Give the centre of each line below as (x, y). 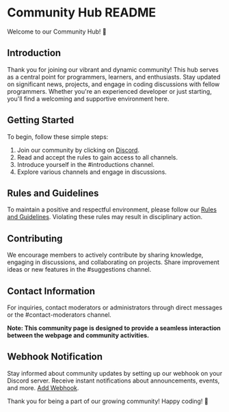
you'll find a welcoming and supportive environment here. (88, 99)
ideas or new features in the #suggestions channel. (79, 270)
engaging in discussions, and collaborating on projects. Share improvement (113, 262)
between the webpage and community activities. (78, 335)
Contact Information (51, 291)
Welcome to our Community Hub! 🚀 (57, 31)
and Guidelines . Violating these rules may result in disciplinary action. (105, 217)
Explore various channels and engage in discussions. (92, 172)
